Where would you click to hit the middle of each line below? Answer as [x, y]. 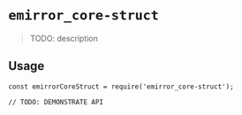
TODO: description [64, 38]
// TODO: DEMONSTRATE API [56, 102]
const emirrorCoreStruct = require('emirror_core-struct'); [121, 87]
